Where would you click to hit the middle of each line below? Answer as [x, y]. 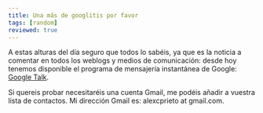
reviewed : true [33, 30]
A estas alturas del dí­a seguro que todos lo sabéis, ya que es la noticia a [125, 53]
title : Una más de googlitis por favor [73, 15]
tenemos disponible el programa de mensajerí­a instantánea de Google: [122, 69]
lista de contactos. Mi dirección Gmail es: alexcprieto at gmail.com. [116, 101]
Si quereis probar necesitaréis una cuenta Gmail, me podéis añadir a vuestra [131, 93]
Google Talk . [29, 77]
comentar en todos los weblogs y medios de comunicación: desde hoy [122, 60]
